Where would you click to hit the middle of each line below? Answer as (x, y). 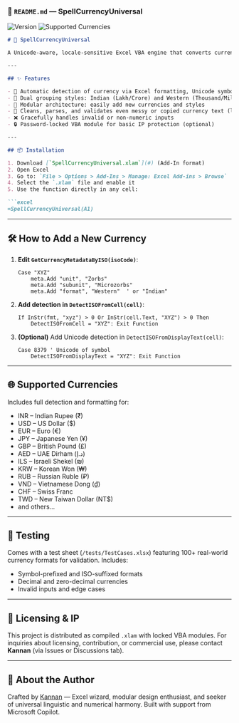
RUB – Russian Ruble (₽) (54, 476)
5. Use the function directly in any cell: (73, 189)
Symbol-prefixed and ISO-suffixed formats (80, 574)
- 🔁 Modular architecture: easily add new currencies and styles (106, 105)
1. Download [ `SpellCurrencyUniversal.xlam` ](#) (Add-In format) (106, 163)
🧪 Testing (29, 535)
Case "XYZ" (34, 272)
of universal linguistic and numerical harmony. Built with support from (109, 704)
